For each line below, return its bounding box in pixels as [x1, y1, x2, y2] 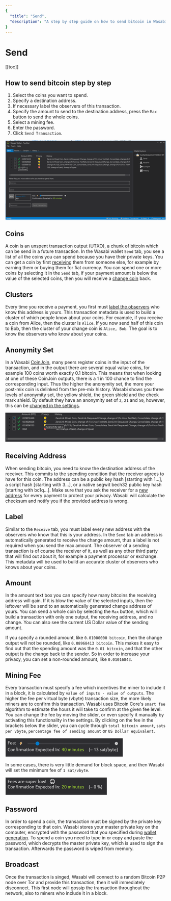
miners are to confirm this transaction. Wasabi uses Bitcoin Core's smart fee [5, 701, 165, 707]
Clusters [5, 290, 33, 299]
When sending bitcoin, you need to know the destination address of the [5, 465, 155, 471]
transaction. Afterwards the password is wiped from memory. [5, 845, 134, 852]
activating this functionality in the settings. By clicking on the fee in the [5, 717, 154, 724]
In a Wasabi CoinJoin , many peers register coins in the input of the [5, 359, 145, 365]
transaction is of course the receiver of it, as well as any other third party [5, 548, 158, 554]
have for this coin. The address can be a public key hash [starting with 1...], [5, 476, 163, 482]
